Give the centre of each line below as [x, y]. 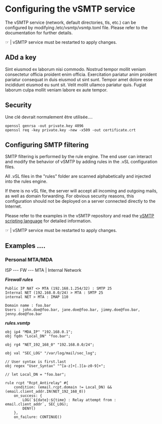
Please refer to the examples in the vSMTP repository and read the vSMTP [80, 216]
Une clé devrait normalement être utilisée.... [49, 117]
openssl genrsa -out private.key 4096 [44, 126]
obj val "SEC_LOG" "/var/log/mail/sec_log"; [51, 353]
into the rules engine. [26, 181]
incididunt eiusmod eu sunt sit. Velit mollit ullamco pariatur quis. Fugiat [76, 85]
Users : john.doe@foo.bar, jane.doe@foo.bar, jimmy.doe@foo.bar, [72, 310]
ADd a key [21, 58]
